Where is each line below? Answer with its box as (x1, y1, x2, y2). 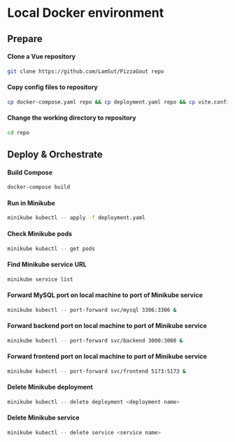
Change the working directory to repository (7, 113, 136, 122)
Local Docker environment (7, 5, 164, 21)
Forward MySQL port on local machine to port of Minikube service (7, 291, 203, 299)
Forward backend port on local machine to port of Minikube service (7, 322, 208, 330)
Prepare (7, 33, 43, 45)
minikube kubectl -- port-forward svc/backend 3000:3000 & (7, 337, 183, 344)
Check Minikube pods (7, 229, 72, 237)
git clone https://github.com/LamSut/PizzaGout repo (7, 68, 164, 75)
